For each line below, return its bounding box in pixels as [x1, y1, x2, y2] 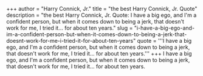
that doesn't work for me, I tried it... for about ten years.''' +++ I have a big [6, 50, 193, 57]
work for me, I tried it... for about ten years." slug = [6, 24, 133, 31]
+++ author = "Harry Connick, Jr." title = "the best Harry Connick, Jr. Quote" [6, 5, 198, 12]
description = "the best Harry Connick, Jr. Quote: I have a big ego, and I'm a [6, 11, 197, 19]
